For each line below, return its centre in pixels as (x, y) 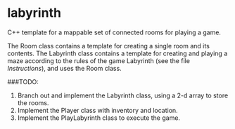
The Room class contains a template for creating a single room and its (108, 46)
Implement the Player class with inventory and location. (97, 110)
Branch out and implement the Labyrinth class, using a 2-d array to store (123, 95)
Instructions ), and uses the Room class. (64, 68)
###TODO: (23, 81)
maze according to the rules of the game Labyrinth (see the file (99, 60)
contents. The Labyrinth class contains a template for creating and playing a (118, 53)
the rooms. (33, 102)
